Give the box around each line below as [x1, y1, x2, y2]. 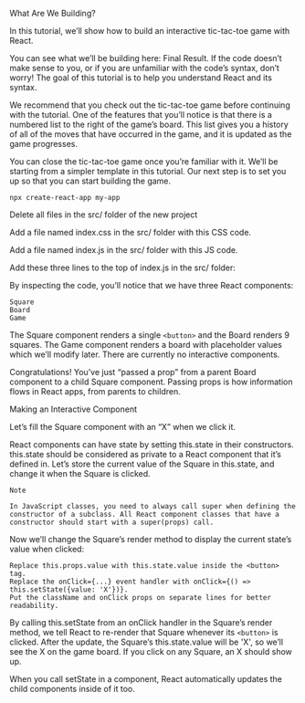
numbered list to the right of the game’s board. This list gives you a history [9, 119, 289, 130]
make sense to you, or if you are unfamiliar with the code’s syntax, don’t [9, 63, 280, 73]
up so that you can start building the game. [9, 175, 172, 186]
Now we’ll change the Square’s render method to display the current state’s [9, 534, 292, 544]
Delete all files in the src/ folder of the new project [9, 209, 198, 220]
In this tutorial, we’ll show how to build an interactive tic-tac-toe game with [9, 26, 290, 36]
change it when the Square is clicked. [9, 468, 151, 478]
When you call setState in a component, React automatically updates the [9, 674, 283, 684]
